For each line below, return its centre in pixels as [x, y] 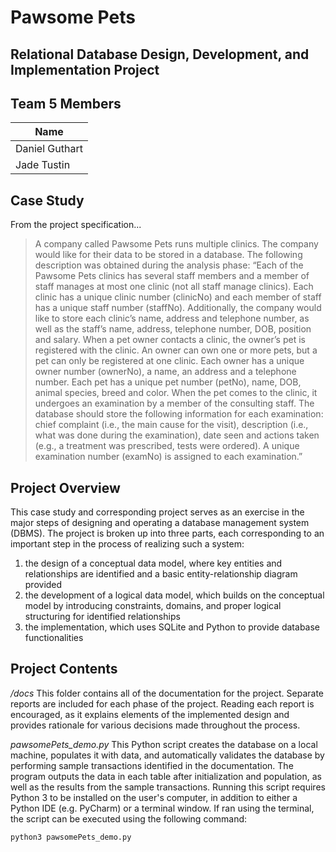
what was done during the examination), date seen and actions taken [177, 435]
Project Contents [64, 669]
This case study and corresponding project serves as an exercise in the [157, 512]
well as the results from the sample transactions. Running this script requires [168, 787]
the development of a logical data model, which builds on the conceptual [174, 595]
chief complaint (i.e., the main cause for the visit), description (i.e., [171, 425]
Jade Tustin [43, 165]
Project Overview [65, 487]
